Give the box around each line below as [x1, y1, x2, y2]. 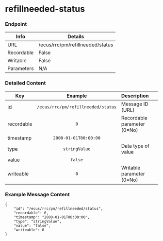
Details [67, 33, 84, 40]
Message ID [121, 101, 149, 107]
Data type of [121, 142, 149, 149]
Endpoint [5, 21, 27, 28]
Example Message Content [5, 191, 70, 198]
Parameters [7, 65, 34, 72]
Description [121, 92, 149, 99]
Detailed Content [5, 80, 46, 86]
